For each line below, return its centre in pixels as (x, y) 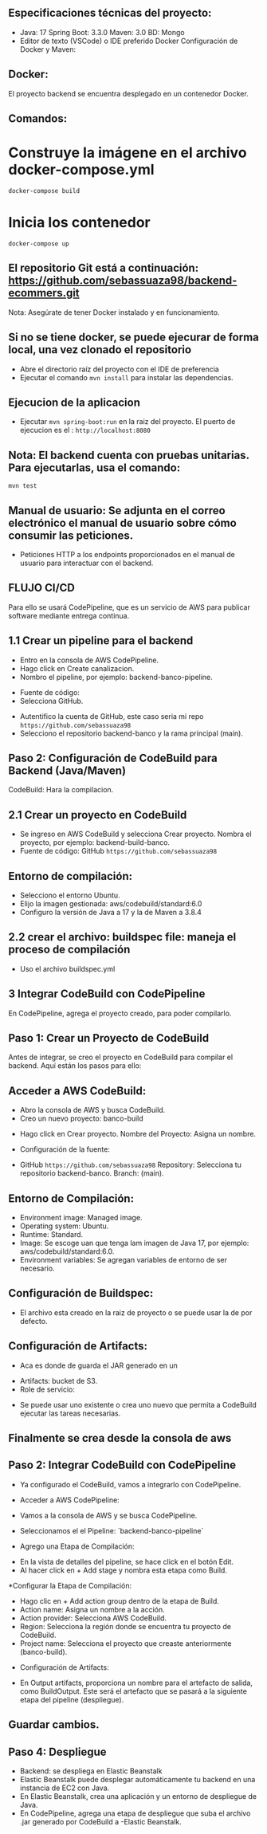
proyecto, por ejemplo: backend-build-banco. (94, 842)
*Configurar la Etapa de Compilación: (70, 1585)
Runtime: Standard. (51, 1235)
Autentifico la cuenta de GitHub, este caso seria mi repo (112, 716)
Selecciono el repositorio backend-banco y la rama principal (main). (131, 733)
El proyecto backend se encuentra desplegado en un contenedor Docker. (128, 93)
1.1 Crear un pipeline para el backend (101, 641)
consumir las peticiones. (71, 535)
